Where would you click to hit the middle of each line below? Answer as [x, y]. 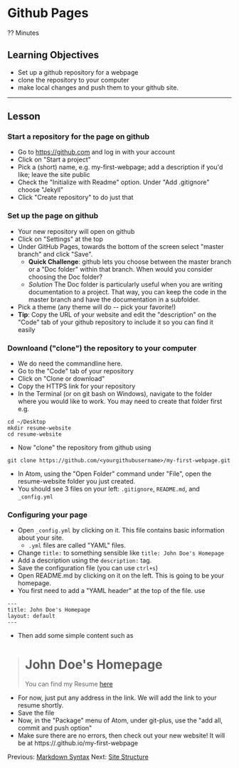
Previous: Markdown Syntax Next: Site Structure [78, 757]
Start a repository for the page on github [79, 137]
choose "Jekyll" [41, 190]
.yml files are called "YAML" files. [77, 545]
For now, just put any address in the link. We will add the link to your [117, 698]
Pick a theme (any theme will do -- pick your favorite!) [97, 306]
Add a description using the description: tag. [85, 560]
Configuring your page [47, 515]
